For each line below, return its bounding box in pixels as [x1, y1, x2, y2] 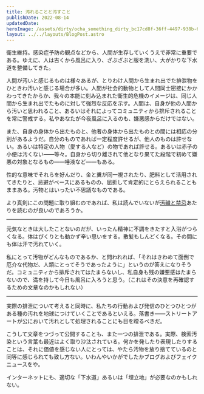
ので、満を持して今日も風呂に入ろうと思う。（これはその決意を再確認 [16, 276, 189, 284]
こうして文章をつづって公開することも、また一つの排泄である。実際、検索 [6, 330, 192, 338]
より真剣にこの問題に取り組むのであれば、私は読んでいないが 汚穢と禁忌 [6, 199, 187, 206]
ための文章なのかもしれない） [11, 284, 86, 291]
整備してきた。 [16, 64, 55, 72]
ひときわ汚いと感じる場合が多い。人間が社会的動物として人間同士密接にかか [6, 84, 198, 92]
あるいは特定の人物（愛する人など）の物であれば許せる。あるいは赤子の [16, 143, 198, 151]
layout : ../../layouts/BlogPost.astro [6, 32, 104, 38]
